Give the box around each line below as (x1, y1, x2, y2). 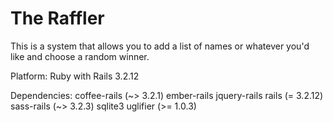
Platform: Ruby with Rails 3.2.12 (10, 70, 140, 82)
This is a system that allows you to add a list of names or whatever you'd (10, 40, 310, 52)
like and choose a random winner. (10, 50, 150, 62)
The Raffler (10, 7, 105, 30)
